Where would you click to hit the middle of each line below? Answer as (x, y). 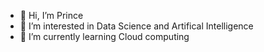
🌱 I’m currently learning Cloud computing (104, 36)
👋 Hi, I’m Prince (51, 15)
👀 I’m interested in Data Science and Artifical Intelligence (136, 26)
